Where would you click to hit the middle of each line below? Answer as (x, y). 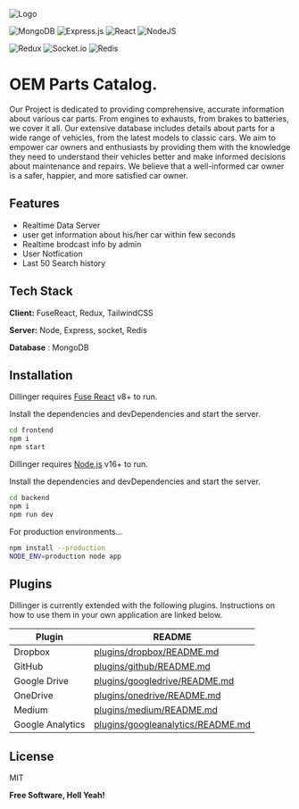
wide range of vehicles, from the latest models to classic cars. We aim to (143, 138)
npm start (28, 447)
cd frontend (31, 430)
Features (34, 204)
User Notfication (52, 254)
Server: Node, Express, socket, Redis (78, 329)
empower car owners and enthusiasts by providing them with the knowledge (150, 146)
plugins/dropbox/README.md (156, 652)
